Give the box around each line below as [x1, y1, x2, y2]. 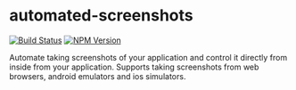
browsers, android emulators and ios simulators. [9, 70, 186, 81]
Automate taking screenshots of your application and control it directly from [9, 52, 288, 62]
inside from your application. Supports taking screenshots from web [9, 61, 259, 72]
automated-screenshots [9, 5, 193, 26]
